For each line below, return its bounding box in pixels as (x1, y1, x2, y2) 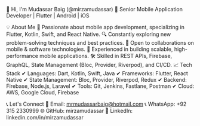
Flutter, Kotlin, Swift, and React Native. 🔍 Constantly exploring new (6, 30, 171, 38)
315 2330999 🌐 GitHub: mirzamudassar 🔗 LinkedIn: (6, 107, 133, 114)
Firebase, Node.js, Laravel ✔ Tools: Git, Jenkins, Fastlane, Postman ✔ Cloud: (6, 82, 195, 90)
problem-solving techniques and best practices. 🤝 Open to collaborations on (6, 39, 194, 46)
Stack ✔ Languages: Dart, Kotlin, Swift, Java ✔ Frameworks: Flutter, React (6, 70, 188, 77)
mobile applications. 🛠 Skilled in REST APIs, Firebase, (39, 53, 173, 59)
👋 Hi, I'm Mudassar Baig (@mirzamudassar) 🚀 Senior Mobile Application (6, 6, 183, 13)
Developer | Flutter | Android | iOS (6, 12, 90, 19)
